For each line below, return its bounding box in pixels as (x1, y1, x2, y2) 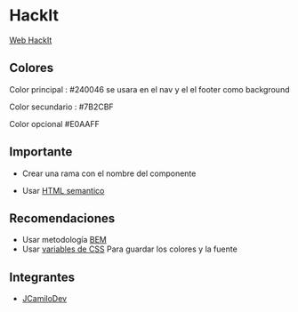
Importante (9, 144, 73, 160)
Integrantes (9, 269, 76, 284)
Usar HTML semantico (21, 185, 105, 196)
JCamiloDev (21, 293, 68, 304)
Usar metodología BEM (21, 235, 107, 245)
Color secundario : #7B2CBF (9, 101, 114, 112)
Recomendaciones (9, 211, 116, 226)
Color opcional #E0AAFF (9, 118, 100, 129)
